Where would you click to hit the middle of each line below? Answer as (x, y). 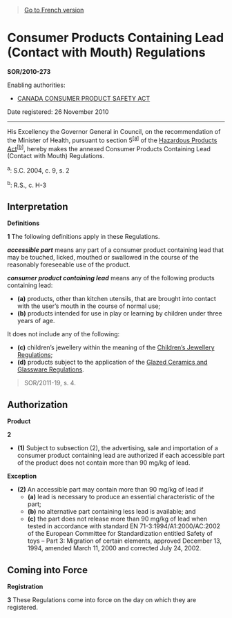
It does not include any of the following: (64, 334)
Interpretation (38, 206)
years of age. (36, 321)
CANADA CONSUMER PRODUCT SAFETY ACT (84, 98)
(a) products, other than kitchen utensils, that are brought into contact (116, 299)
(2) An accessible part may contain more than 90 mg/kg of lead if (110, 490)
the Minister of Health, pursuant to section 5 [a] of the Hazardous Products (112, 139)
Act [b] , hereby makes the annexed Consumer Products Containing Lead (109, 148)
